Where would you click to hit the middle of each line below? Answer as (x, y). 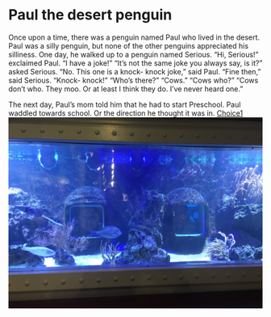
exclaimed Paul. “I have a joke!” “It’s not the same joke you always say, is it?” (135, 63)
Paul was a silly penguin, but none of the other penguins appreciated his (128, 45)
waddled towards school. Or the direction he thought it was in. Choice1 (126, 113)
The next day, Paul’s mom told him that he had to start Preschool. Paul (125, 104)
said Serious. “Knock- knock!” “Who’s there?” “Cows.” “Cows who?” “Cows (133, 80)
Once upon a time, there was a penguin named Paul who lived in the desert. (134, 37)
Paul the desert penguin (90, 15)
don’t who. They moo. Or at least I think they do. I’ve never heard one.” (126, 89)
